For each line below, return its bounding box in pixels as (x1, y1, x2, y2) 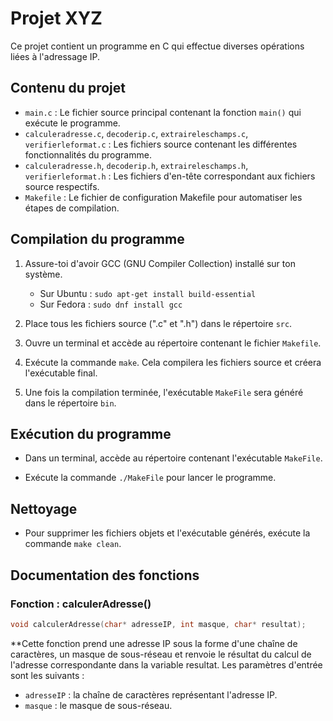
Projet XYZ (10, 7, 103, 30)
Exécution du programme (10, 425, 172, 442)
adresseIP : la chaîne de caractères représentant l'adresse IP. (24, 688, 278, 701)
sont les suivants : (10, 669, 85, 681)
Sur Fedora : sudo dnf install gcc (39, 298, 183, 310)
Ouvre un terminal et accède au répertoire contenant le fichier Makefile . (24, 337, 322, 349)
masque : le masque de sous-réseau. (24, 699, 173, 711)
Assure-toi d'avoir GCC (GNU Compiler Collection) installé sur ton (24, 257, 296, 269)
